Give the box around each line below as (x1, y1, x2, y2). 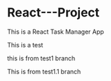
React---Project (7, 5, 100, 21)
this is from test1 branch (7, 54, 76, 62)
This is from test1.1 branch (7, 67, 81, 76)
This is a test (7, 40, 43, 49)
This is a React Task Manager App (7, 27, 105, 36)
